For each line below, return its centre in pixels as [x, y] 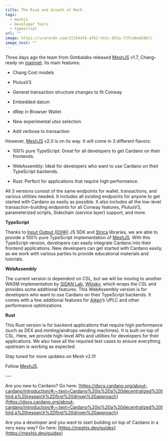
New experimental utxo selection [47, 121]
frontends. [23, 156]
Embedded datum [31, 102]
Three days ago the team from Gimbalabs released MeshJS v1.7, [72, 57]
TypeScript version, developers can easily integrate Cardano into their [78, 243]
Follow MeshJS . [22, 366]
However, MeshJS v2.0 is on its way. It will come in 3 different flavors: [78, 141]
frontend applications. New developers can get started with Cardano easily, [84, 248]
